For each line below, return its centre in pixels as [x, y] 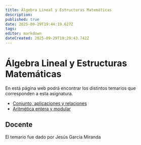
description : [19, 15]
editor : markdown [23, 33]
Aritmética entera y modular [42, 108]
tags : [11, 29]
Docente [19, 125]
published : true [22, 19]
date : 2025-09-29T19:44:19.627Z [39, 24]
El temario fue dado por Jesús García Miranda [53, 137]
